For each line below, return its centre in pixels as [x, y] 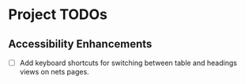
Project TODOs [58, 15]
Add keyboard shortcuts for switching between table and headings [128, 63]
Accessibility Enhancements [80, 44]
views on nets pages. [54, 72]
